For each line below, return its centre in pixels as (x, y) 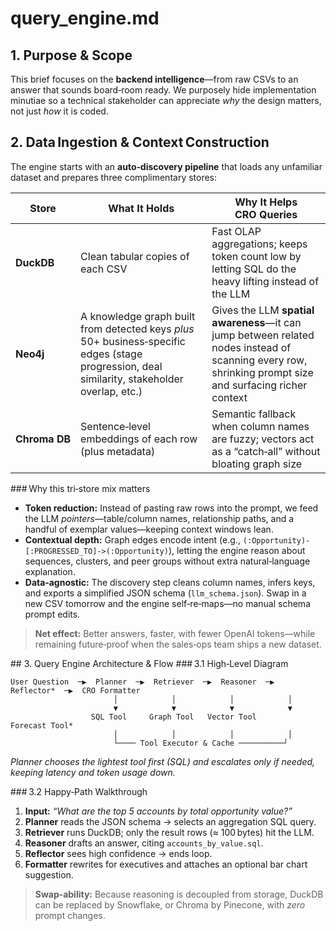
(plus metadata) (118, 451)
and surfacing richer (259, 385)
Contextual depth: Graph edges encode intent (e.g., (132, 539)
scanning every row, (259, 360)
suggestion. (49, 874)
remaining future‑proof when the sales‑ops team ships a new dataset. (178, 644)
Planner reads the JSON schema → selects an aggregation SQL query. (170, 821)
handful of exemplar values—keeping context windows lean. (149, 529)
